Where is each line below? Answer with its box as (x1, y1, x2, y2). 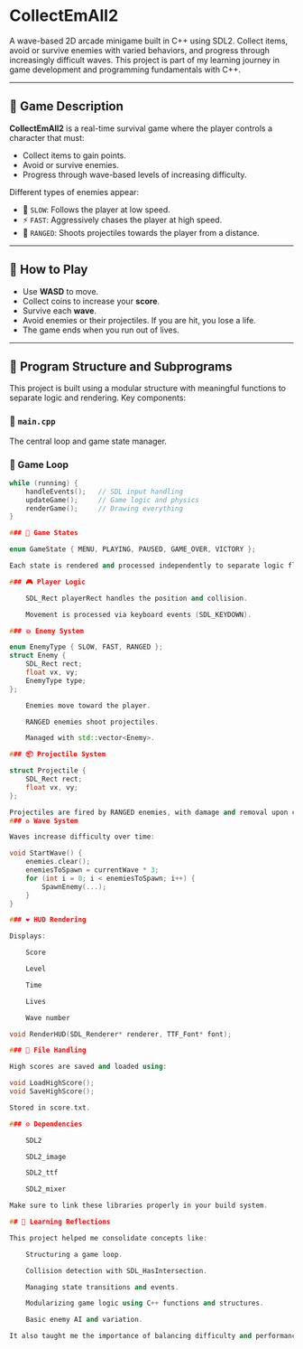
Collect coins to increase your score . (22, 295, 161, 306)
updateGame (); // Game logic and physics (25, 495, 200, 504)
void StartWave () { (9, 848, 83, 858)
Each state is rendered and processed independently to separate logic (9, 561, 284, 570)
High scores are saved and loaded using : (9, 1063, 168, 1072)
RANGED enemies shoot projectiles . (25, 717, 160, 726)
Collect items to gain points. (22, 150, 126, 161)
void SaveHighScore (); (9, 1087, 95, 1096)
